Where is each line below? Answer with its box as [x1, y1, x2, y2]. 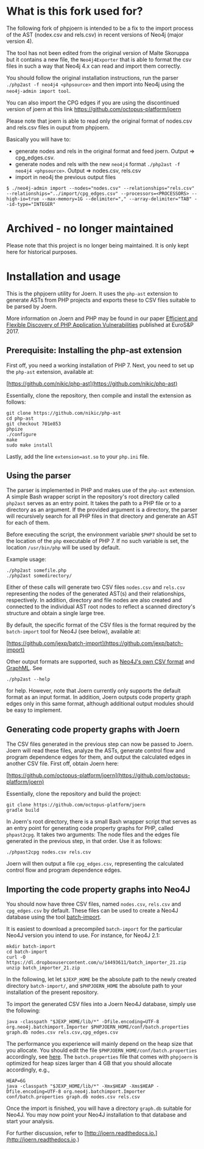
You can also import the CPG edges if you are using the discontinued [6, 99, 180, 106]
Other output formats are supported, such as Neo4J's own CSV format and [6, 658, 195, 665]
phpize [6, 426, 23, 432]
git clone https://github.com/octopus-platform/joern [6, 802, 146, 808]
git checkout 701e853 [6, 420, 62, 427]
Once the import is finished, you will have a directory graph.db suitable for [6, 1104, 192, 1112]
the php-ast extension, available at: [6, 368, 94, 375]
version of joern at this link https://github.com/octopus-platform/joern [6, 105, 181, 112]
